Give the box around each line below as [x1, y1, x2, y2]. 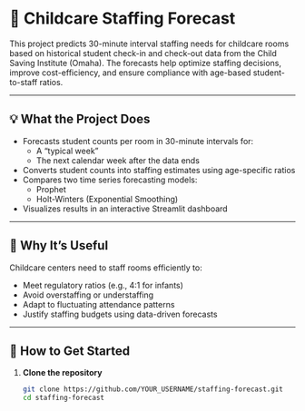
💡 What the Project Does [9, 112, 151, 127]
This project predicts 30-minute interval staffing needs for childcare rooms [9, 38, 290, 49]
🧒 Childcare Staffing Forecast [9, 8, 236, 29]
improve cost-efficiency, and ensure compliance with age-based [9, 67, 251, 78]
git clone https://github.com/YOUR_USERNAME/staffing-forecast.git [22, 385, 283, 394]
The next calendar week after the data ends [35, 154, 200, 166]
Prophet [35, 183, 66, 194]
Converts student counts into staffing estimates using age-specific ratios [22, 164, 296, 175]
